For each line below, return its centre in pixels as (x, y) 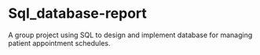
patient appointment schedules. (60, 43)
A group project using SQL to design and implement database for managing (130, 35)
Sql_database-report (78, 14)
